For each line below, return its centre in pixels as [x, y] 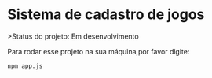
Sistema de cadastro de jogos [106, 15]
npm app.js [25, 66]
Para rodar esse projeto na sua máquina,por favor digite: [99, 51]
